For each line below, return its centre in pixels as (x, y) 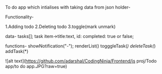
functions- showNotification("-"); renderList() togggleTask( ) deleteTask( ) (80, 46)
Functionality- (20, 17)
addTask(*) (17, 51)
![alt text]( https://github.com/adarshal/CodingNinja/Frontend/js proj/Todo (81, 61)
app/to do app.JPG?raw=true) (36, 66)
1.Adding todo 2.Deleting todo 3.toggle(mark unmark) (60, 26)
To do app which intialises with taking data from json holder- (68, 7)
